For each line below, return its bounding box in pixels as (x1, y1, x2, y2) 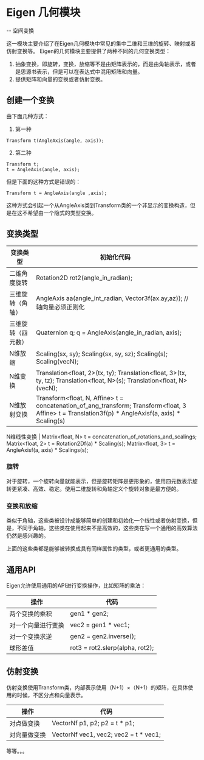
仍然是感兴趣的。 (6, 532, 49, 540)
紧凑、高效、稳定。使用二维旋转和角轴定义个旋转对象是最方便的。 (16, 485, 182, 492)
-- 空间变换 (6, 27, 35, 34)
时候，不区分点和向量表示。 (16, 691, 86, 698)
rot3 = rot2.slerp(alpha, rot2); (70, 643, 154, 652)
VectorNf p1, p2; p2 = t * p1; (52, 719, 135, 727)
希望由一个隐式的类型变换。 (27, 209, 97, 216)
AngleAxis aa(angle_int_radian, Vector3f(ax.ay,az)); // (36, 294, 189, 302)
